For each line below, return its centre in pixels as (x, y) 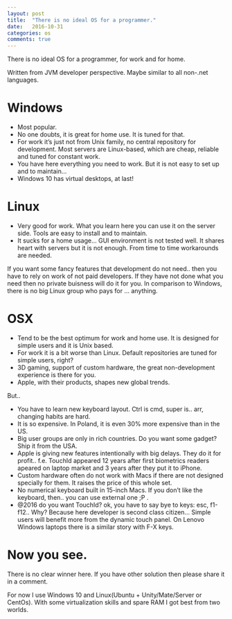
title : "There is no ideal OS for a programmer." (82, 20)
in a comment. (28, 581)
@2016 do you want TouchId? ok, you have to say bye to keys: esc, (113, 505)
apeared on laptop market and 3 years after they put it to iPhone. (109, 468)
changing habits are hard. (54, 416)
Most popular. (37, 127)
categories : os (29, 33)
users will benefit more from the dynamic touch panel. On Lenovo (110, 519)
